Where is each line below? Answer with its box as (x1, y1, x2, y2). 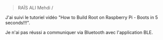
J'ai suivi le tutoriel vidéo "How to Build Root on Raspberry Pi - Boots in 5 (5, 14, 158, 20)
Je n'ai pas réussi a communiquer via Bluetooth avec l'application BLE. (5, 29, 153, 35)
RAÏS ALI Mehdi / (17, 5, 53, 10)
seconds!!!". (5, 20, 30, 25)
